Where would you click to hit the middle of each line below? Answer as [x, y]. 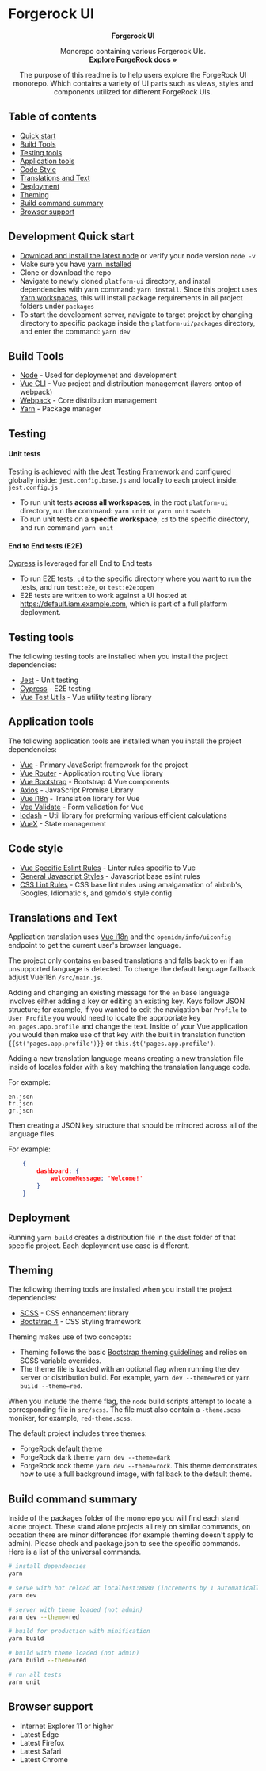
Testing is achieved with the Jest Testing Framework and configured [120, 471]
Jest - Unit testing [49, 680]
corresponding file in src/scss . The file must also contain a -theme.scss [125, 1410]
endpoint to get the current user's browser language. [95, 945]
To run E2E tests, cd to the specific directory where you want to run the [135, 578]
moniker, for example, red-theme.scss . [70, 1418]
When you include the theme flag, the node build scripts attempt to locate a [130, 1401]
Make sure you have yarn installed [76, 264]
